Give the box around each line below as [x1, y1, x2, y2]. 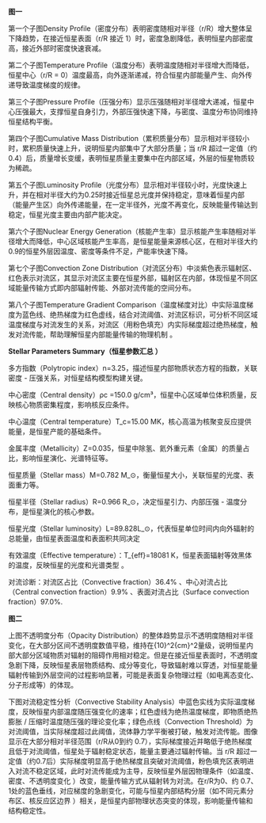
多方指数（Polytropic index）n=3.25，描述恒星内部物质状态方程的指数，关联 [8, 364, 258, 372]
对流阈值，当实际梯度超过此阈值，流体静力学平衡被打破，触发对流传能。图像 [8, 727, 258, 736]
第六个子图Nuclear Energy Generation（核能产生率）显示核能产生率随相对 [8, 227, 249, 236]
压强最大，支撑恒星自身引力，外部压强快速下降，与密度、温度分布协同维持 [14, 107, 258, 116]
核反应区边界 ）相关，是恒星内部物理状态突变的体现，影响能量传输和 [28, 796, 253, 806]
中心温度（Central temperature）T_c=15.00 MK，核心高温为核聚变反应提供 [8, 417, 252, 426]
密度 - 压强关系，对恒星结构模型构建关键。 [8, 373, 148, 383]
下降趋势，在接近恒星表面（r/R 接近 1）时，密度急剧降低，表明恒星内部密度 [8, 34, 253, 43]
